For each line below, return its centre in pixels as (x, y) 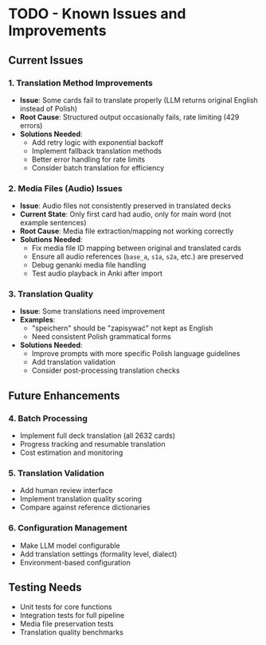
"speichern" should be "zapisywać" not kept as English (122, 328)
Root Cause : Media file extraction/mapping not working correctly (127, 231)
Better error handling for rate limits (88, 159)
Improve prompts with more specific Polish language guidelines (136, 354)
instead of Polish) (49, 108)
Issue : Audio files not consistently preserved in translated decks (125, 206)
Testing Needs (45, 587)
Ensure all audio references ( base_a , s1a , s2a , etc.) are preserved (137, 256)
